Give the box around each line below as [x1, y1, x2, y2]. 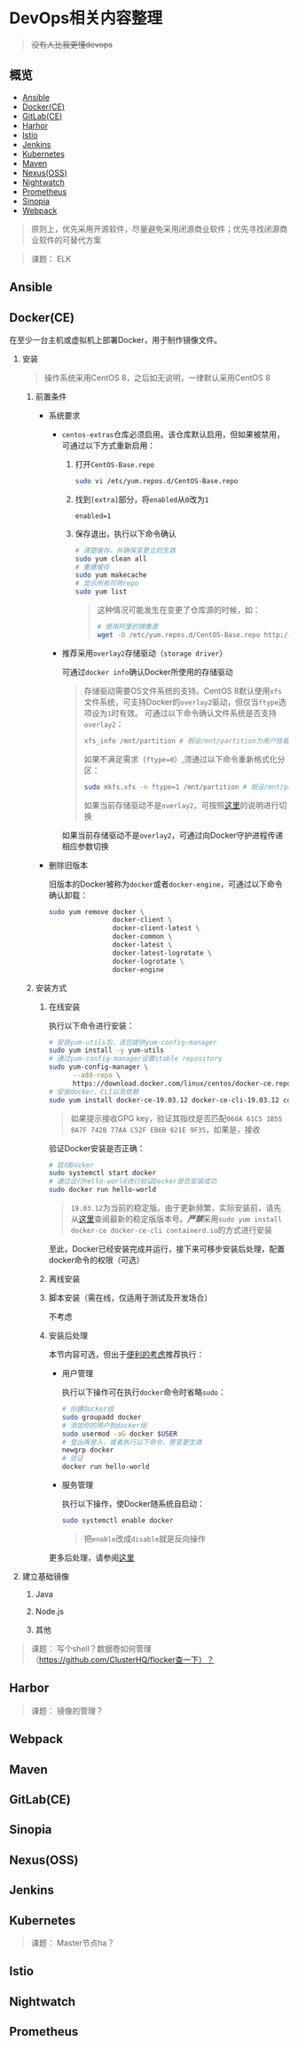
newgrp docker [61, 1445, 114, 1455]
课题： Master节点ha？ [30, 1938, 115, 1948]
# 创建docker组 [61, 1404, 114, 1413]
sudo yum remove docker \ [48, 907, 145, 916]
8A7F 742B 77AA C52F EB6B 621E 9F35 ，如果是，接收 [70, 1124, 261, 1134]
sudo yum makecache [74, 570, 147, 580]
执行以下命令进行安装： [48, 1020, 135, 1030]
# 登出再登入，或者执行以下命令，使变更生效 [61, 1437, 202, 1446]
